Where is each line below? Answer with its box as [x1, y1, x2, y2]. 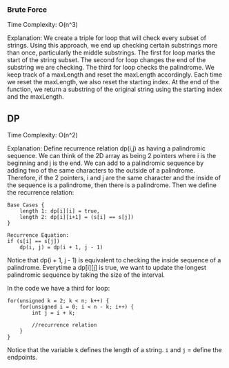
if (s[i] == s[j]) [7, 238, 60, 245]
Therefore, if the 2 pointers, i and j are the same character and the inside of [7, 174, 221, 182]
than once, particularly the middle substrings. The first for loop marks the [7, 48, 216, 57]
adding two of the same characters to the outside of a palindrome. [7, 166, 195, 175]
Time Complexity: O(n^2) [7, 131, 78, 139]
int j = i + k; [32, 309, 76, 317]
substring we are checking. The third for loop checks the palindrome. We [7, 64, 215, 72]
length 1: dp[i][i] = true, [19, 208, 100, 215]
